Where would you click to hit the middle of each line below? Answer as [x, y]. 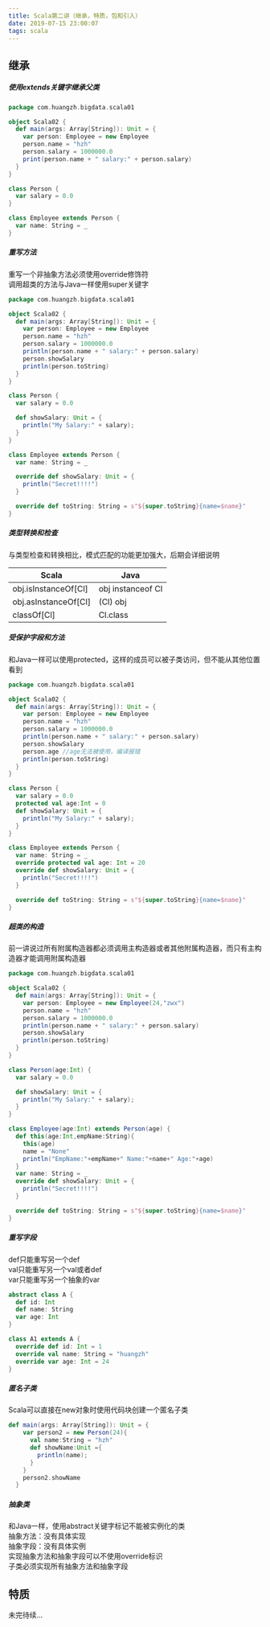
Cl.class [113, 615]
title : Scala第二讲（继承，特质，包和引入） [75, 16]
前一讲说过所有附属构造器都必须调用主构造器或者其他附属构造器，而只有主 [131, 948]
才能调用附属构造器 [54, 958]
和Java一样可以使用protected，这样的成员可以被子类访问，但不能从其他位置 [135, 659]
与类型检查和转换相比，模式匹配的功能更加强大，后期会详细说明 [114, 554]
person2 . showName [52, 1477]
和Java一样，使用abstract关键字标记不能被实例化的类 [97, 1526]
